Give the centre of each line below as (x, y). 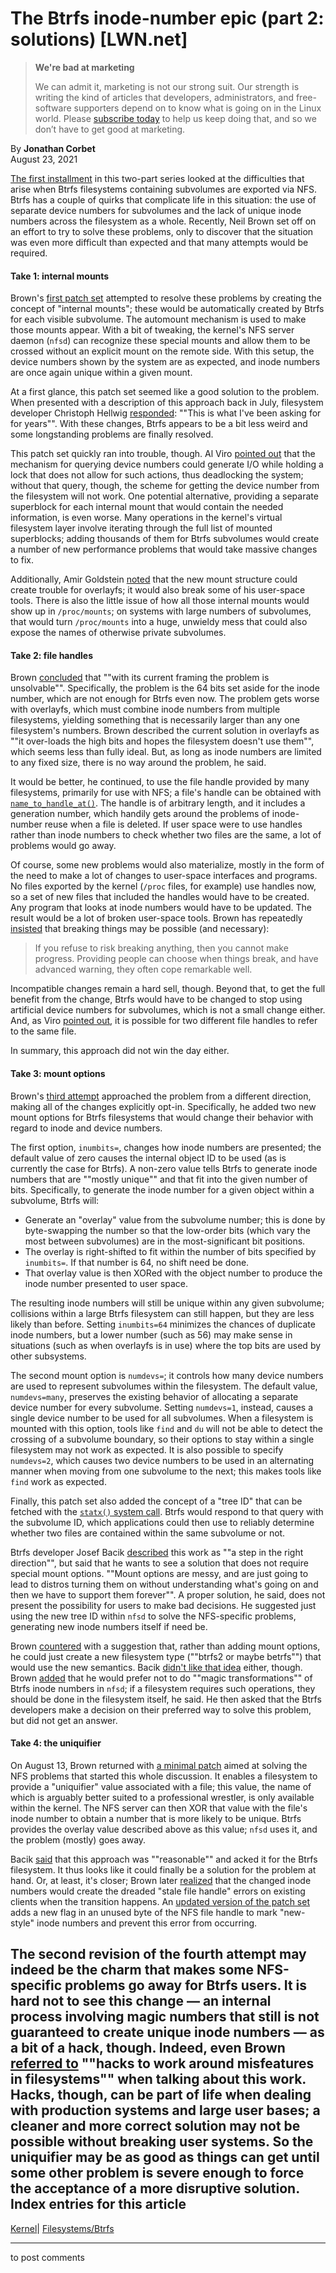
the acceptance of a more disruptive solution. (155, 2188)
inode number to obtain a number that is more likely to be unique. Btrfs (156, 1818)
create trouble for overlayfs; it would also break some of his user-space (158, 590)
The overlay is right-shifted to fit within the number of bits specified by (170, 1251)
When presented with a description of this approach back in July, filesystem (167, 403)
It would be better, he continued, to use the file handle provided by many (160, 782)
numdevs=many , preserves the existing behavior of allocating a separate (154, 1396)
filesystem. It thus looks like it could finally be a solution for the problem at (163, 1869)
